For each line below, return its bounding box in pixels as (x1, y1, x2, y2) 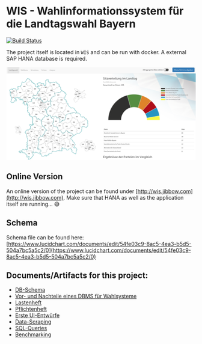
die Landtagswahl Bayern (6, 17, 136, 31)
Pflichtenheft (14, 306, 47, 313)
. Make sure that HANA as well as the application (63, 194, 184, 201)
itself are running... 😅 (6, 200, 60, 207)
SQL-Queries (14, 325, 47, 332)
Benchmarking (14, 331, 52, 338)
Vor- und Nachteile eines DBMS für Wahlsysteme (14, 293, 137, 300)
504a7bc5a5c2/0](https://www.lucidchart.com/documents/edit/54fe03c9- (6, 247, 191, 254)
